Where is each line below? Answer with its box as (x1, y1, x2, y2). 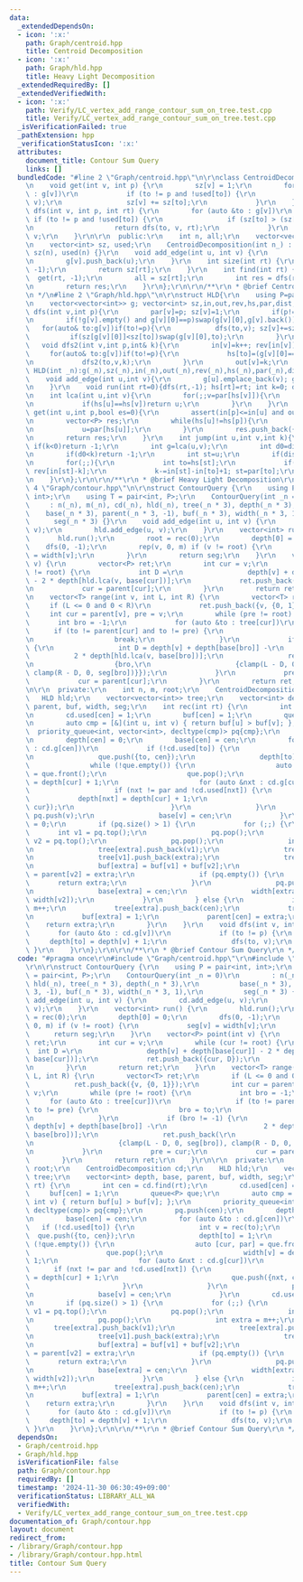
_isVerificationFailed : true (17, 123, 127, 132)
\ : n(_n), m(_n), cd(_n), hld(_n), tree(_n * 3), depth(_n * (25, 501, 280, 510)
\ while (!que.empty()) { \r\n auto (25, 761, 293, 770)
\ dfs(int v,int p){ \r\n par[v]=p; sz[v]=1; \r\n (25, 307, 241, 316)
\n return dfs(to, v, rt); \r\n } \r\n (25, 223, 289, 232)
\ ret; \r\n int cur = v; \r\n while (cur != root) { (25, 1038, 280, 1047)
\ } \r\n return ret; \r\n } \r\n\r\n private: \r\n (25, 1156, 284, 1165)
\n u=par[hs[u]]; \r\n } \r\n (25, 425, 204, 434)
